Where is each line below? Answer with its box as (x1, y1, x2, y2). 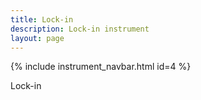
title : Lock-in (10, 14, 74, 25)
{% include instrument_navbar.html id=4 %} (10, 61, 192, 73)
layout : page (10, 33, 65, 43)
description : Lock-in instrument (10, 24, 150, 34)
